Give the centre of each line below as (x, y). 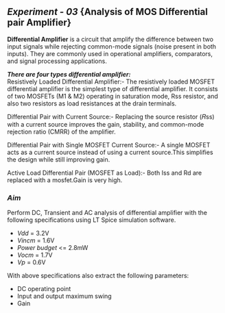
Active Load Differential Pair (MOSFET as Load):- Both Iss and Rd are (105, 173)
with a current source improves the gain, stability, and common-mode (106, 124)
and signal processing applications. (57, 61)
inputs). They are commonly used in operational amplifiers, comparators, (110, 53)
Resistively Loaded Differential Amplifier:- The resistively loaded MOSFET (111, 82)
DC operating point (44, 289)
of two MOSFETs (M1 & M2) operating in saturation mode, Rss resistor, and (113, 96)
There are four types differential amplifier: (69, 74)
